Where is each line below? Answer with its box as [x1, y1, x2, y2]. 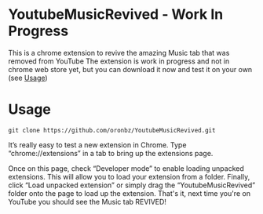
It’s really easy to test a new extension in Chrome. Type [8, 140, 187, 150]
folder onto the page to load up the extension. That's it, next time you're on [8, 188, 251, 198]
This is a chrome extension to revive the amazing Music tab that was [8, 48, 230, 57]
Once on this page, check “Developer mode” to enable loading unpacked [8, 163, 245, 173]
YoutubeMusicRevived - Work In [8, 5, 224, 24]
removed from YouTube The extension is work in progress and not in [8, 56, 230, 66]
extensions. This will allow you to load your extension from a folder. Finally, [8, 172, 250, 181]
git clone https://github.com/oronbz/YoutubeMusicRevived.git [8, 126, 216, 134]
